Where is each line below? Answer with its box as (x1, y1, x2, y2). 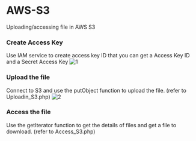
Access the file (6, 108, 51, 117)
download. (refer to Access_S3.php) (6, 128, 96, 135)
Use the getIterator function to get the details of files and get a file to (6, 121, 177, 128)
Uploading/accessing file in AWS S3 (6, 23, 96, 30)
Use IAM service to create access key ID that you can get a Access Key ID (6, 52, 191, 59)
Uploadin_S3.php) (6, 93, 51, 100)
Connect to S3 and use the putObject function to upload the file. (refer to (6, 87, 186, 94)
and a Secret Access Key (6, 58, 69, 66)
